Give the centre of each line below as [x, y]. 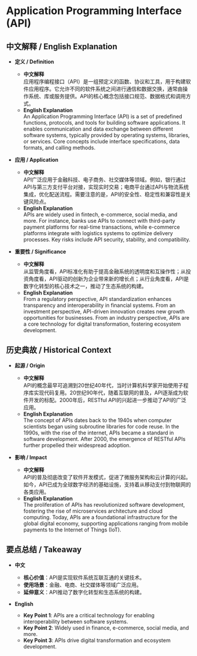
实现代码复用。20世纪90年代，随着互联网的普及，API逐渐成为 [108, 393]
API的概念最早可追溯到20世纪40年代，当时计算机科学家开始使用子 [103, 385]
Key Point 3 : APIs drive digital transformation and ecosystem [97, 640]
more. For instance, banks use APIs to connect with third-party [99, 221]
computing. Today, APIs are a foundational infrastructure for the [100, 517]
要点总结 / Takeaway [44, 550]
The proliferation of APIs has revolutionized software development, [104, 504]
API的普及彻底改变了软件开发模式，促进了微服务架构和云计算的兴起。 [107, 477]
